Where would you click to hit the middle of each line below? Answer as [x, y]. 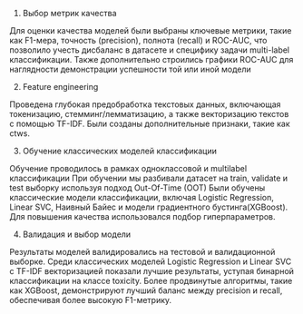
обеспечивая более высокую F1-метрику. [91, 300]
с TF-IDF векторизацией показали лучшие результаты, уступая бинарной [152, 271]
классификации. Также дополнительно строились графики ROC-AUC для [151, 59]
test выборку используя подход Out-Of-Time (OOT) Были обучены [137, 188]
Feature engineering [60, 87]
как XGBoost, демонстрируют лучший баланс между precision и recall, [146, 290]
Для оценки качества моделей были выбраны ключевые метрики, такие [151, 30]
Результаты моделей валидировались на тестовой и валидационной [142, 252]
